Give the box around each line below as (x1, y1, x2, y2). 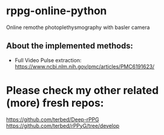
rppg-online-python (6, 4, 107, 18)
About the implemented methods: (6, 41, 133, 51)
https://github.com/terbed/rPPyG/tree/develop (6, 122, 120, 129)
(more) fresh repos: (6, 96, 104, 110)
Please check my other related (6, 83, 159, 97)
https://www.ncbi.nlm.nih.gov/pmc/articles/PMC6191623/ (14, 63, 155, 70)
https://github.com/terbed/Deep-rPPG (6, 115, 99, 123)
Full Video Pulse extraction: (14, 56, 82, 63)
